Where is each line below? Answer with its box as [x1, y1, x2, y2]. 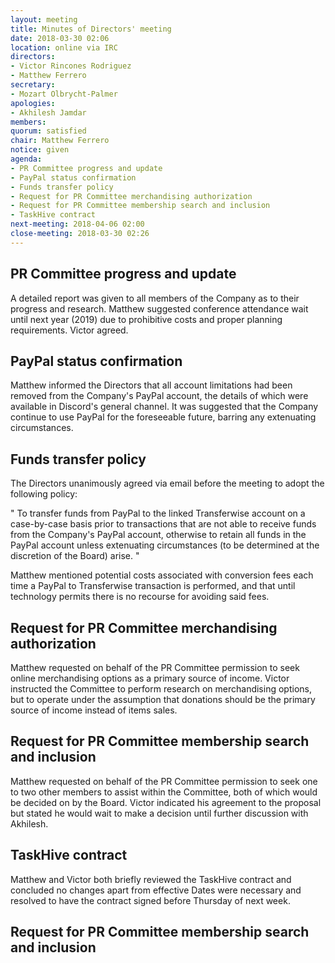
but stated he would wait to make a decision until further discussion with [10, 807, 309, 819]
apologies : [10, 98, 56, 108]
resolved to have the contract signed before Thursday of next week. [10, 894, 291, 906]
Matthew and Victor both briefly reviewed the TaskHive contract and [10, 873, 292, 885]
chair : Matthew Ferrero [10, 136, 110, 146]
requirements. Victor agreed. [10, 324, 129, 336]
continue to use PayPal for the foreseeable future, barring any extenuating [10, 411, 317, 423]
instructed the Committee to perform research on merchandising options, [10, 683, 312, 695]
